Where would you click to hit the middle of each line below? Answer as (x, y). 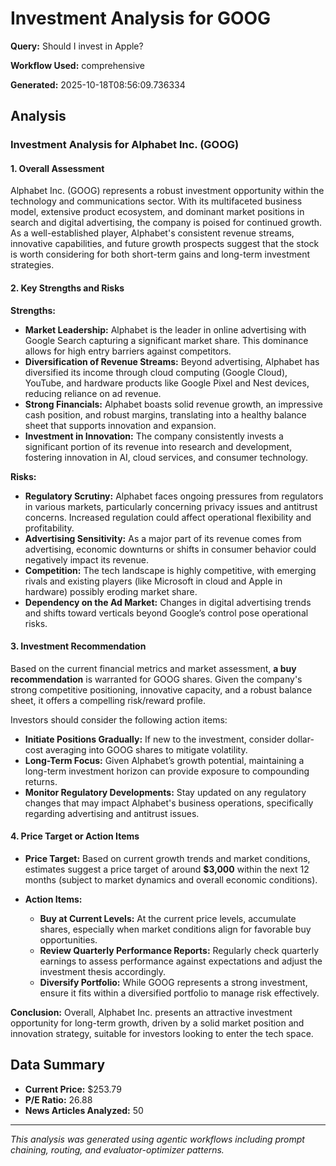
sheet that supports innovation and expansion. (120, 425)
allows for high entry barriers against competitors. (128, 351)
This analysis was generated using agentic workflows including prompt (157, 1139)
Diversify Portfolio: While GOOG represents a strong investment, (173, 983)
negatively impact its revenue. (86, 559)
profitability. (49, 528)
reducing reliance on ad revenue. (93, 393)
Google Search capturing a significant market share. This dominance (166, 340)
